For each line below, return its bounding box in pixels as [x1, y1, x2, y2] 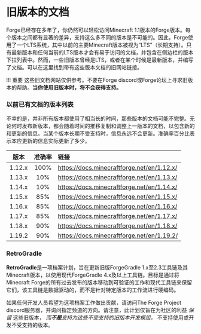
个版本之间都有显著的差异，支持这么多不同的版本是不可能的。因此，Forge [6, 33, 188, 41]
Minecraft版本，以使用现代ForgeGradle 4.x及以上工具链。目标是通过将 [6, 271, 179, 278]
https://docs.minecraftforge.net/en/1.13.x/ [57, 173, 178, 182]
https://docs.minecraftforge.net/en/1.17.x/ [57, 212, 178, 220]
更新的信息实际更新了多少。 [22, 137, 90, 145]
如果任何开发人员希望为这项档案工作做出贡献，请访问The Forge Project [6, 299, 181, 306]
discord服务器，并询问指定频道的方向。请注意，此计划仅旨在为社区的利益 [6, 306, 187, 314]
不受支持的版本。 [11, 321, 54, 329]
